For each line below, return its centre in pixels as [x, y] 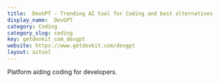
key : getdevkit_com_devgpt [46, 39]
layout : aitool [29, 53]
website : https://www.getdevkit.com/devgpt [71, 46]
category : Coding [32, 26]
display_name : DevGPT [40, 20]
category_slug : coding [40, 33]
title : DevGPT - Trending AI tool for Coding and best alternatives [110, 13]
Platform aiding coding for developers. [62, 72]
